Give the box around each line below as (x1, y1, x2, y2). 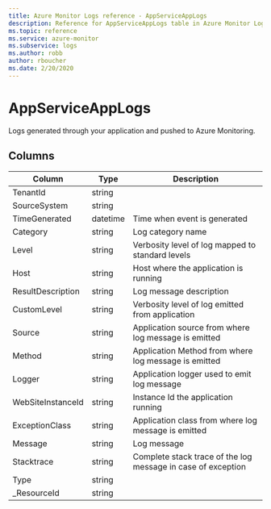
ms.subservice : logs (8, 42, 78, 50)
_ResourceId (12, 487, 60, 499)
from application (132, 308, 195, 319)
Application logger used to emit (132, 368, 252, 379)
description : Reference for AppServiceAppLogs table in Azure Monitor (8, 19, 251, 27)
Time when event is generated (132, 213, 248, 224)
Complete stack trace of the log (132, 451, 252, 462)
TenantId (12, 186, 46, 198)
